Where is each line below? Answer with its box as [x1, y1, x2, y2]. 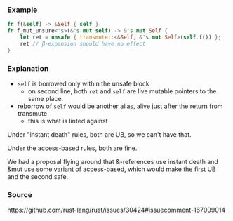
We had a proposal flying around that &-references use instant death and [7, 157, 219, 166]
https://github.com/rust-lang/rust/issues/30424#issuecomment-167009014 [7, 206, 226, 215]
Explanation [7, 63, 49, 73]
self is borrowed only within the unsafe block [17, 79, 149, 88]
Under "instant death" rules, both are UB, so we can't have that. [7, 130, 192, 138]
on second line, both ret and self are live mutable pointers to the [27, 86, 217, 95]
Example [7, 5, 38, 15]
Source [7, 189, 33, 199]
